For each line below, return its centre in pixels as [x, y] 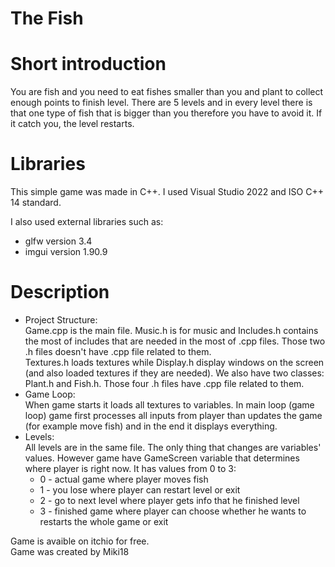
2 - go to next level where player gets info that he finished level [169, 500]
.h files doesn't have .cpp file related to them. [118, 351]
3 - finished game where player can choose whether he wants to [173, 511]
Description [60, 292]
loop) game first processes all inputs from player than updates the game [173, 415]
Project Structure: [61, 320]
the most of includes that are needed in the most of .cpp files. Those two [175, 341]
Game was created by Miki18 [70, 551]
